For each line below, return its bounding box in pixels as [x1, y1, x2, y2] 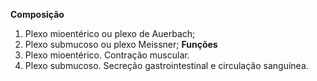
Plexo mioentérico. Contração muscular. [24, 49, 190, 61]
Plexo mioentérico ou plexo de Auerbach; [24, 28, 196, 39]
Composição [10, 9, 65, 20]
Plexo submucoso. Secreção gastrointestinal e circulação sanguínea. [24, 60, 309, 71]
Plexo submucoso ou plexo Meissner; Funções [24, 39, 218, 50]
